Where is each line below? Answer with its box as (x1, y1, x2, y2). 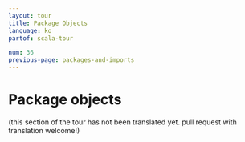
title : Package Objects (8, 19, 88, 27)
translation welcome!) (8, 125, 80, 135)
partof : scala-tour (8, 34, 74, 43)
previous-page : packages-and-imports (8, 56, 135, 64)
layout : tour (8, 11, 52, 20)
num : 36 (8, 49, 35, 57)
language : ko (8, 26, 52, 34)
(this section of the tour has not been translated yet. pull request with (8, 117, 237, 127)
